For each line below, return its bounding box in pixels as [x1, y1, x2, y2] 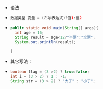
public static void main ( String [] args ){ [10, 25, 99, 30]
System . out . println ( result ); [15, 39, 76, 44]
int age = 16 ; [15, 30, 44, 35]
